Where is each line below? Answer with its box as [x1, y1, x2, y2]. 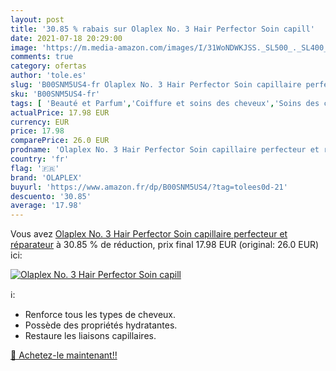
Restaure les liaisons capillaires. [24, 330, 157, 342]
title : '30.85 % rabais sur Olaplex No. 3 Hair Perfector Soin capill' [10, 24, 315, 34]
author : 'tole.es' [10, 71, 87, 81]
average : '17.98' [10, 201, 83, 211]
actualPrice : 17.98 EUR [10, 107, 110, 118]
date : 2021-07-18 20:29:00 [10, 33, 123, 43]
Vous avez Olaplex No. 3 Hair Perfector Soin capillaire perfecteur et [10, 228, 288, 240]
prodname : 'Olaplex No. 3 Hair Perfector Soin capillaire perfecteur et [10, 145, 320, 155]
